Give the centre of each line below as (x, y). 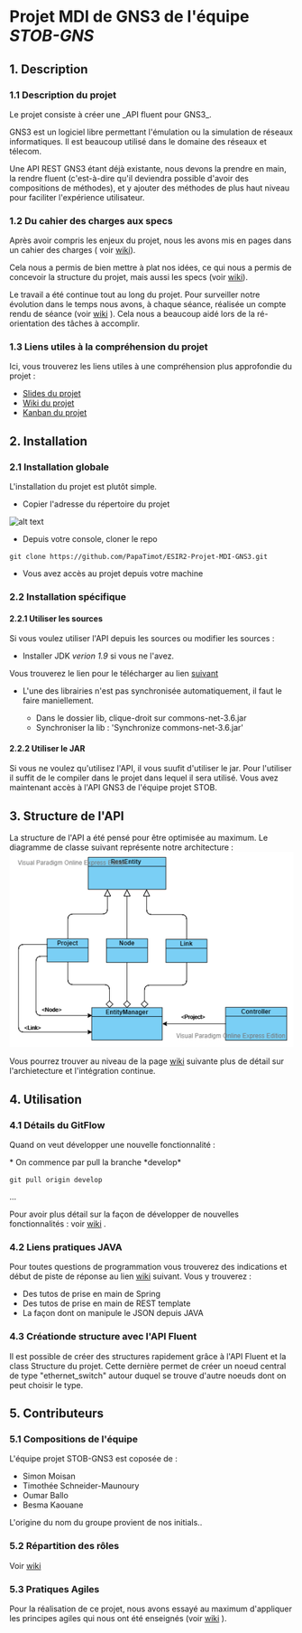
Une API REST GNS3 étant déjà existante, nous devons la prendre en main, (148, 168)
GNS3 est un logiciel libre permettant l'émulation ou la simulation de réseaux (151, 132)
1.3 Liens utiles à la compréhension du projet (109, 347)
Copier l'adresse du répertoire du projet (96, 504)
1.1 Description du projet (63, 95)
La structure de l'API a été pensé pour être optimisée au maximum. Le (139, 838)
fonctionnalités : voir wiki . (58, 1224)
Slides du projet (51, 394)
